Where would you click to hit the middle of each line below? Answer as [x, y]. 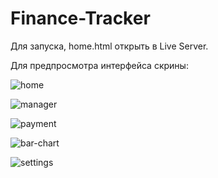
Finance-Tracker [80, 18]
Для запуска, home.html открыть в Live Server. [109, 46]
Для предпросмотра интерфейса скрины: [99, 65]
